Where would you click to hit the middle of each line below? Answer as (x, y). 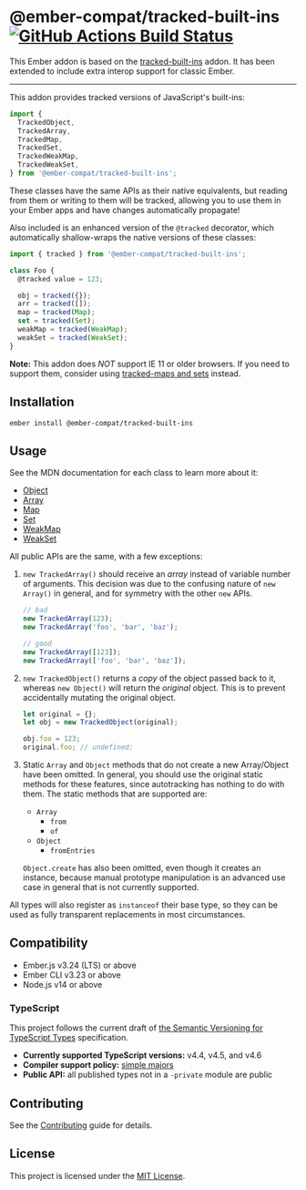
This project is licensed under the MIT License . (97, 1175)
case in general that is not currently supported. (111, 887)
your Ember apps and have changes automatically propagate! (125, 210)
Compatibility (49, 944)
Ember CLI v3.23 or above (71, 975)
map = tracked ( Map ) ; (56, 313)
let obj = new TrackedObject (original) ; (100, 723)
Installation (42, 402)
